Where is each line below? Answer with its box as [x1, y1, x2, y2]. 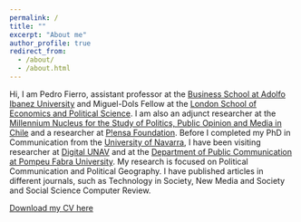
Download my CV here [9, 202, 93, 213]
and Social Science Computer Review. [9, 185, 151, 196]
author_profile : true [9, 38, 92, 48]
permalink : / [9, 13, 59, 23]
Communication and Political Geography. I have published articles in [9, 165, 264, 177]
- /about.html [17, 64, 71, 73]
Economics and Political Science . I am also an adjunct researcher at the [9, 108, 277, 119]
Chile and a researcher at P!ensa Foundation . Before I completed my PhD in [9, 127, 291, 138]
